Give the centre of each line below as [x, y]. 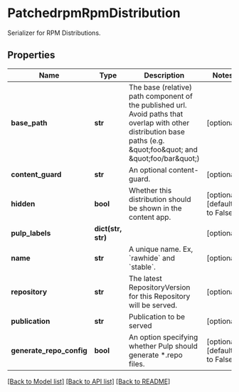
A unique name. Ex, [161, 249]
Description [164, 75]
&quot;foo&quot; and [163, 149]
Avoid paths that [156, 114]
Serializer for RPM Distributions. [54, 33]
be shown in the [156, 208]
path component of [161, 96]
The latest [145, 278]
